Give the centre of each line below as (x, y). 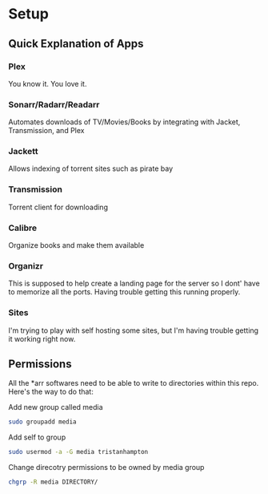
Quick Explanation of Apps (76, 44)
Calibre (23, 228)
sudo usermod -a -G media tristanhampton (78, 452)
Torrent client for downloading (58, 207)
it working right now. (42, 338)
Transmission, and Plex (46, 131)
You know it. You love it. (48, 83)
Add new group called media (56, 407)
